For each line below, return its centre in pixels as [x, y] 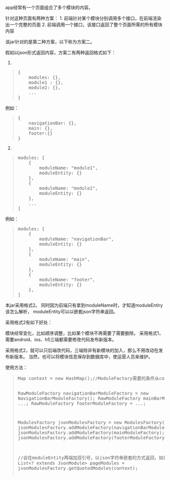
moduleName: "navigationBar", [77, 239]
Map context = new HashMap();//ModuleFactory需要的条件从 [88, 378]
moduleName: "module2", [69, 188]
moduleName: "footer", [67, 280]
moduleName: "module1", [69, 168]
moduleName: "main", [65, 259]
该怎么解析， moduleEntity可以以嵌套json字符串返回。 [61, 312]
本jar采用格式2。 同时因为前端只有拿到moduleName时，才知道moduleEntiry [84, 305]
